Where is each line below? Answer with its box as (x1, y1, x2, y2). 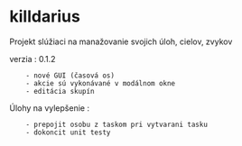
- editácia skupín (25, 87, 95, 96)
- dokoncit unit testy (25, 128, 111, 137)
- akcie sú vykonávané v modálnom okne (25, 78, 176, 87)
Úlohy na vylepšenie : (9, 102, 90, 114)
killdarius (9, 6, 81, 27)
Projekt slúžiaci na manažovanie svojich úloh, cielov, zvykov (9, 36, 233, 47)
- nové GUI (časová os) (25, 70, 116, 80)
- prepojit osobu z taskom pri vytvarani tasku (25, 120, 208, 129)
